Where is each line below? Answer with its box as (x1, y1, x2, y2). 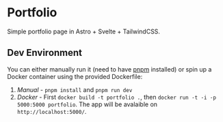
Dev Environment (7, 47, 83, 59)
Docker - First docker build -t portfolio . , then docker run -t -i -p (16, 93, 217, 101)
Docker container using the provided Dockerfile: (7, 72, 143, 80)
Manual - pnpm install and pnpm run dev (16, 85, 133, 93)
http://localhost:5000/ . (16, 107, 87, 115)
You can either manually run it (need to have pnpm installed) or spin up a (7, 65, 212, 73)
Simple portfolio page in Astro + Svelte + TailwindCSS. (7, 27, 161, 35)
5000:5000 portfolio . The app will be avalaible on (16, 100, 158, 108)
